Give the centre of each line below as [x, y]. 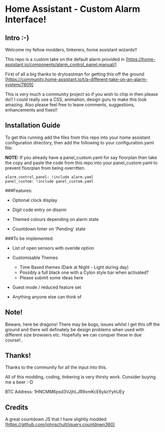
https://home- [141, 59]
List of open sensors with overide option [53, 248]
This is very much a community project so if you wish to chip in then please [82, 94]
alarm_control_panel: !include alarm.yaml [49, 177]
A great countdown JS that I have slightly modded [56, 419]
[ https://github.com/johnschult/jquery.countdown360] [60, 425]
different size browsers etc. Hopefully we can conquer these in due [73, 335]
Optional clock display [35, 200]
